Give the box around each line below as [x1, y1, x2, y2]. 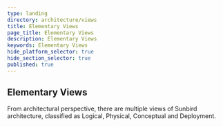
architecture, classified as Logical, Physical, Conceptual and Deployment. [7, 112, 216, 120]
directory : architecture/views [7, 16, 97, 23]
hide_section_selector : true [7, 55, 91, 62]
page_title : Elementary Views [7, 29, 95, 36]
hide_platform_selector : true [7, 49, 95, 56]
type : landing [7, 10, 48, 17]
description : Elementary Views [7, 36, 97, 43]
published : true [7, 61, 54, 68]
